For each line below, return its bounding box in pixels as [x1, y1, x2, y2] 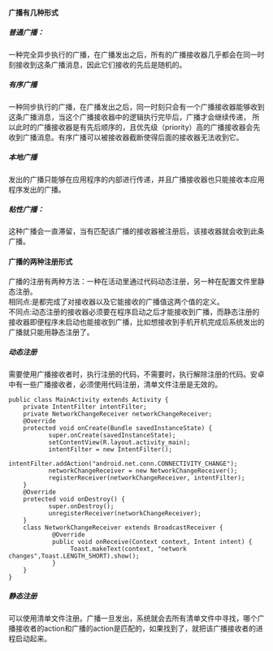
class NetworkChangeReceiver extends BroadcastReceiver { [23, 524, 223, 532]
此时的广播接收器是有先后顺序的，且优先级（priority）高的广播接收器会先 [15, 122, 261, 131]
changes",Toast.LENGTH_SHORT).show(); [8, 552, 140, 560]
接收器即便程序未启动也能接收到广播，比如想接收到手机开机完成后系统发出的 [8, 317, 265, 326]
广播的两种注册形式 [8, 257, 73, 267]
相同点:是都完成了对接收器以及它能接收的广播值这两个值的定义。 [8, 296, 225, 306]
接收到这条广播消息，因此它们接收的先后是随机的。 [15, 59, 187, 69]
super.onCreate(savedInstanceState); [48, 431, 176, 439]
